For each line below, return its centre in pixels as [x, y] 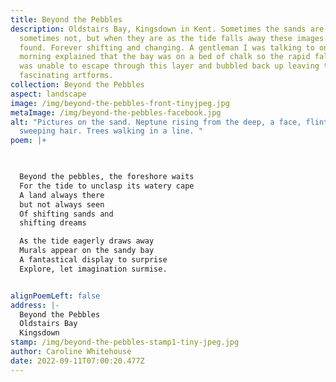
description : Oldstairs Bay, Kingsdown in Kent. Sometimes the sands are [167, 29]
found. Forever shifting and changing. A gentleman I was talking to [167, 47]
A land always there [62, 195]
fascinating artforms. [66, 76]
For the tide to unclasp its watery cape [107, 186]
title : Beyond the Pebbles [66, 19]
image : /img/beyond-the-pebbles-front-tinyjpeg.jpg [120, 103]
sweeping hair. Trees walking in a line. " [111, 131]
